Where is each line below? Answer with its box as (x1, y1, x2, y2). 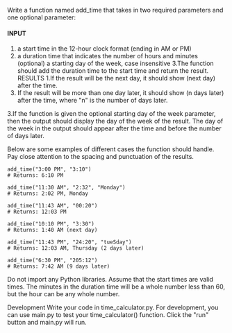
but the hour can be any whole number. (7, 290, 120, 298)
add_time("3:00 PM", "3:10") (7, 166, 92, 173)
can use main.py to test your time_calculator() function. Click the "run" (7, 311, 209, 319)
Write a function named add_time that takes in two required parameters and (7, 6, 224, 14)
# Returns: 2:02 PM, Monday (7, 190, 89, 197)
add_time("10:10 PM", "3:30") (7, 221, 95, 228)
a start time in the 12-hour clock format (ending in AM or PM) (17, 44, 192, 53)
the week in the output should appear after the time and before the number (7, 124, 222, 133)
